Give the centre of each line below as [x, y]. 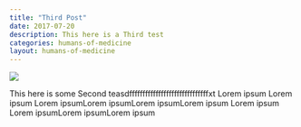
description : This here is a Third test [87, 34]
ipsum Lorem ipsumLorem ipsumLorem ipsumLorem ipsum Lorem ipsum [144, 104]
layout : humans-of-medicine [63, 51]
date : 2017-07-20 [42, 26]
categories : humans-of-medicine [70, 43]
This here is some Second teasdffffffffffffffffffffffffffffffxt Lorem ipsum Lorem [151, 94]
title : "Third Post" [49, 18]
